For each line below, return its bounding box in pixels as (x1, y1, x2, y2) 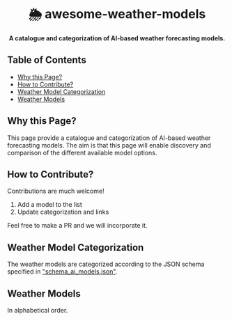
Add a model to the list (17, 201, 82, 209)
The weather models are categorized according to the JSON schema (7, 260, 205, 269)
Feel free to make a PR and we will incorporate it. (7, 221, 148, 230)
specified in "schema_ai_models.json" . (7, 267, 118, 276)
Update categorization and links (17, 208, 109, 217)
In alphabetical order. (7, 306, 68, 314)
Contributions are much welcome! (7, 187, 105, 196)
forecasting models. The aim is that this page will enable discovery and (7, 141, 211, 149)
